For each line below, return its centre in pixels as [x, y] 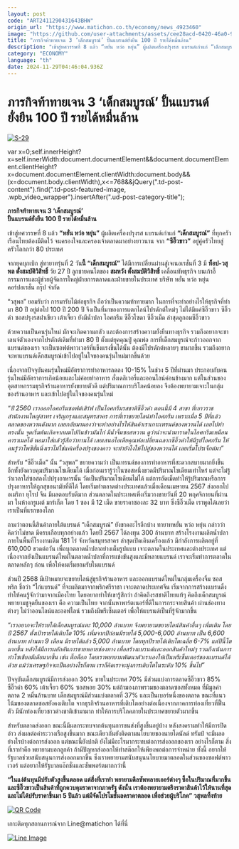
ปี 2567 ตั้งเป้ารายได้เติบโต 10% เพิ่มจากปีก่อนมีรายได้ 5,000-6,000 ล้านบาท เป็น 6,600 [116, 633]
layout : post [27, 14]
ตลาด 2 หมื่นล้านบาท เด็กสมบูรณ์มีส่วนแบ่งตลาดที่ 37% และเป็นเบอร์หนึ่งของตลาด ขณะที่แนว [117, 695]
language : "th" [30, 60]
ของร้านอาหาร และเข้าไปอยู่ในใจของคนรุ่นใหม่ [60, 394]
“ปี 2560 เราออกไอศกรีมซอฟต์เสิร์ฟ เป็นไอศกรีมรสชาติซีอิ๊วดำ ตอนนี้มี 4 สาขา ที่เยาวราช [110, 408]
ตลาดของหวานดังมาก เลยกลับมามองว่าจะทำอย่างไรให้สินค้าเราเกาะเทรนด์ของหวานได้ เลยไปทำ [116, 424]
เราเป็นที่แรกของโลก [31, 510]
